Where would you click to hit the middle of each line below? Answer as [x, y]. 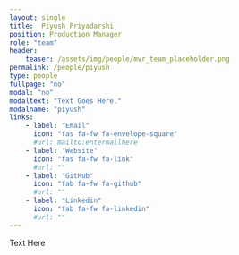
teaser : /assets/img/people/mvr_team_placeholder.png [128, 59]
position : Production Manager [66, 34]
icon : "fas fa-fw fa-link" [83, 159]
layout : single [38, 17]
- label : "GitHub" [60, 175]
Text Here [27, 242]
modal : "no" [31, 92]
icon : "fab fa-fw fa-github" [87, 184]
